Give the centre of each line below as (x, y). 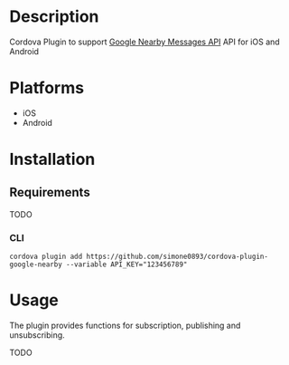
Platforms (47, 88)
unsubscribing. (37, 335)
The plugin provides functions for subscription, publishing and (125, 326)
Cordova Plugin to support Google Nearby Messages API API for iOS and (144, 42)
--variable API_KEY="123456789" (127, 264)
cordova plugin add (46, 257)
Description (54, 17)
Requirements (50, 192)
